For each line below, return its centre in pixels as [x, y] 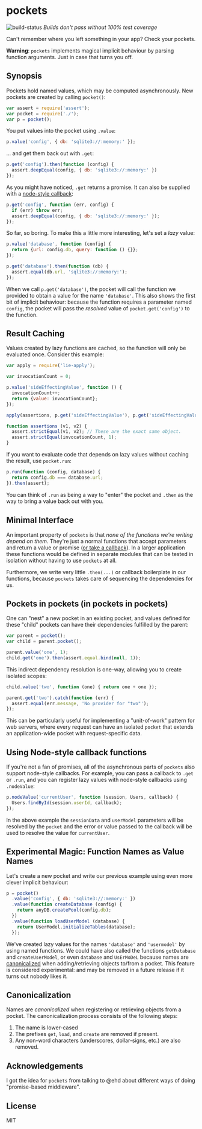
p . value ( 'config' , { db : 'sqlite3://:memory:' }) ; [71, 142]
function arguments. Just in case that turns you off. [70, 57]
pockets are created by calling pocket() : [56, 97]
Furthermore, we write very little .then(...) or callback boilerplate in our [96, 572]
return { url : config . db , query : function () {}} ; [75, 250]
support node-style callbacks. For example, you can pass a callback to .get [100, 773]
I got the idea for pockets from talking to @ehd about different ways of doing [101, 1081]
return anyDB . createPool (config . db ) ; [64, 910]
